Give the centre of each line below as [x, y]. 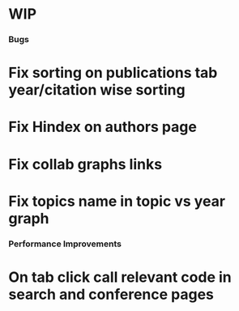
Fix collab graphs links [85, 164]
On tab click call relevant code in [120, 277]
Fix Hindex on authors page [102, 127]
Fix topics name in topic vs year [117, 201]
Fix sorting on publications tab [113, 73]
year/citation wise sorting [97, 90]
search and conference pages [111, 294]
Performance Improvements [65, 244]
